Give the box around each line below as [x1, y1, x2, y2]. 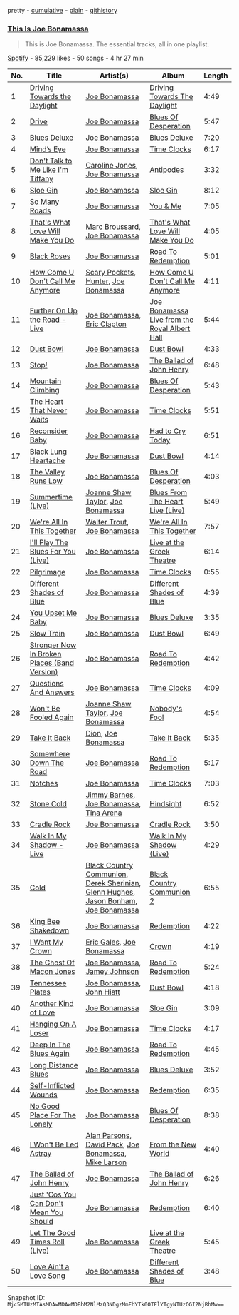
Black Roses [29, 251, 71, 261]
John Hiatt [85, 987, 121, 997]
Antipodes [149, 165, 184, 175]
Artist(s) [99, 71, 129, 81]
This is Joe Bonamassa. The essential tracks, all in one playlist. [24, 40, 210, 49]
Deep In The [29, 1040, 71, 1050]
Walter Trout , [85, 517, 129, 527]
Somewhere [29, 749, 70, 759]
